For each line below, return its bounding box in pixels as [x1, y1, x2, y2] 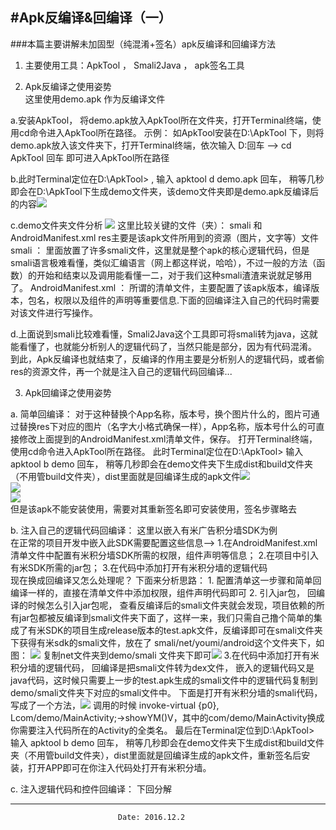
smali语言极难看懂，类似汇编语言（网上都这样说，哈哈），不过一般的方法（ [10, 256, 317, 268]
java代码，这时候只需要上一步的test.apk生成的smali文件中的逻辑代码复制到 [10, 674, 318, 686]
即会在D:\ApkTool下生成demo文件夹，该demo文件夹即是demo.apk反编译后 [10, 185, 319, 197]
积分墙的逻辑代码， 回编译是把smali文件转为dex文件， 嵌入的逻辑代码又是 [10, 661, 315, 673]
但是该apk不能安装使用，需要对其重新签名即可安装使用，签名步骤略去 [10, 503, 298, 515]
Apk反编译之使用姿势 [24, 80, 112, 92]
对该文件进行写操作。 [10, 306, 98, 318]
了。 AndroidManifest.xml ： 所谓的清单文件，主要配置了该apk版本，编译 [10, 281, 312, 293]
